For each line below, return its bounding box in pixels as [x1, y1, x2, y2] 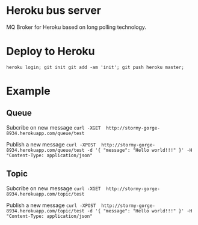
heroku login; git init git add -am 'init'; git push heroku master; [6, 64, 185, 70]
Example [6, 85, 51, 98]
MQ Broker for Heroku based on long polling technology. [6, 23, 146, 31]
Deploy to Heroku [6, 44, 95, 58]
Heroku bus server [6, 4, 101, 17]
